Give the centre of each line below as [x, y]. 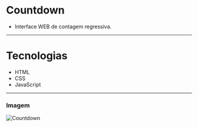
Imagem [18, 105]
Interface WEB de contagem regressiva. [63, 26]
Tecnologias [37, 56]
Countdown [35, 10]
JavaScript [28, 84]
